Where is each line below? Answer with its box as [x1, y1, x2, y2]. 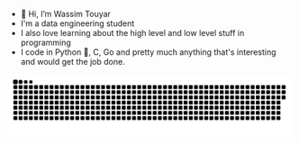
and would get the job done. [20, 57, 126, 67]
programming [20, 37, 72, 48]
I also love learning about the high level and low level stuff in [20, 28, 245, 38]
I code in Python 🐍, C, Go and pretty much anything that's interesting [20, 47, 276, 58]
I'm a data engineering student [20, 18, 135, 29]
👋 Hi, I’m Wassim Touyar [20, 9, 111, 19]
